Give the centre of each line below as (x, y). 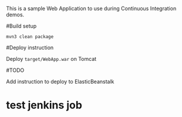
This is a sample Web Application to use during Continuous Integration (91, 8)
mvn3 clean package (30, 37)
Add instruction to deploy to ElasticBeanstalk (60, 82)
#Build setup (21, 26)
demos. (15, 15)
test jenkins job (44, 105)
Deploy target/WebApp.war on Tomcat (51, 59)
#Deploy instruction (30, 47)
